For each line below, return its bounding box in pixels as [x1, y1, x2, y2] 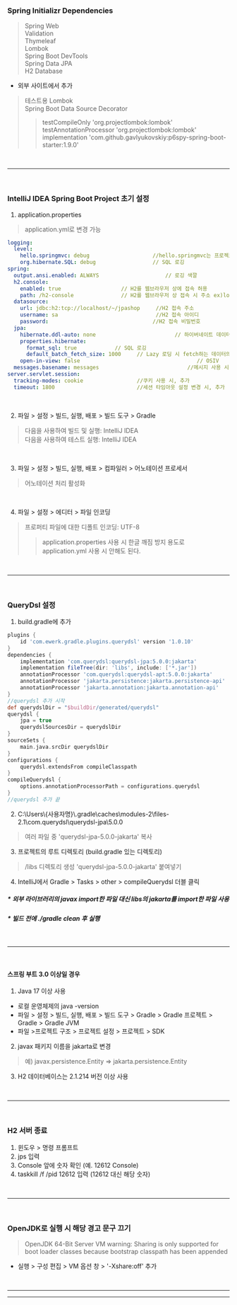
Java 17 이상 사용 [17, 987, 66, 996]
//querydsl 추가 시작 [7, 697, 65, 704]
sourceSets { [7, 737, 46, 745]
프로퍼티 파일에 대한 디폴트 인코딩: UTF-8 [24, 522, 140, 531]
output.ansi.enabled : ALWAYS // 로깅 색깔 [13, 272, 197, 279]
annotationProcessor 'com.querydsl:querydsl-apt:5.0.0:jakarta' [20, 671, 213, 678]
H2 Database [24, 67, 63, 76]
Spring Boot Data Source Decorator [24, 105, 128, 113]
